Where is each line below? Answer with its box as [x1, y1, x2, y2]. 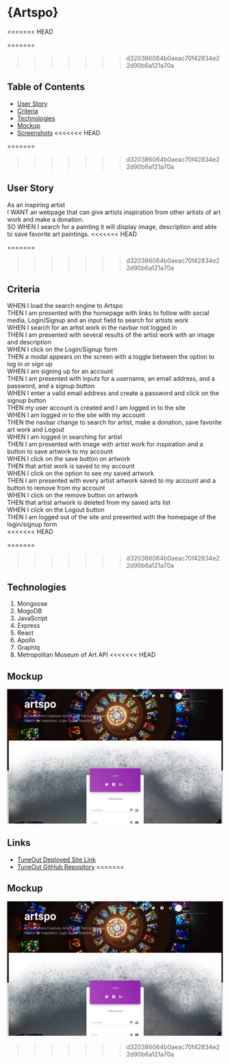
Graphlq [16, 643, 40, 652]
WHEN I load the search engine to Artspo [7, 302, 123, 310]
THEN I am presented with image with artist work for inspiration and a [7, 440, 203, 449]
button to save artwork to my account [7, 447, 113, 456]
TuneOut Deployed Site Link [16, 855, 96, 864]
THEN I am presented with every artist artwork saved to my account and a [7, 477, 216, 485]
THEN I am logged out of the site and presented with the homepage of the [7, 513, 216, 521]
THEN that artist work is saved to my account [7, 462, 135, 471]
